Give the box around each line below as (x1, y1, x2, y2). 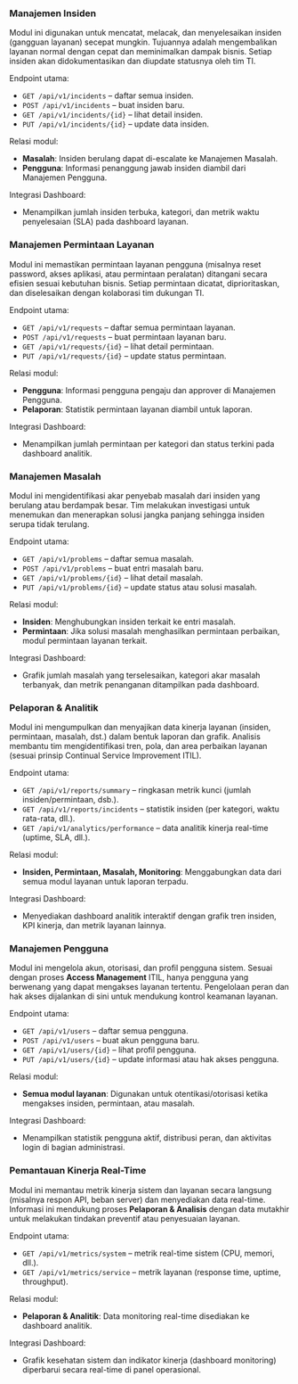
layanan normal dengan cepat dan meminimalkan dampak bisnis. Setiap (9, 46, 273, 57)
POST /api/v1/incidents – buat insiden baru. (21, 100, 185, 111)
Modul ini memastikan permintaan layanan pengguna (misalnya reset (9, 259, 262, 269)
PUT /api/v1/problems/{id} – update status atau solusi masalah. (21, 581, 258, 592)
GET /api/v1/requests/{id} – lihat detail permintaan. (21, 341, 214, 351)
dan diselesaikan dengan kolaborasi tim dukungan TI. (9, 287, 205, 298)
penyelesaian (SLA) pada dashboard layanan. (21, 217, 189, 227)
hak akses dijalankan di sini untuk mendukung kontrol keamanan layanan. (9, 991, 278, 1001)
